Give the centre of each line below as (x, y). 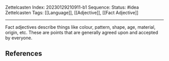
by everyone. (19, 38)
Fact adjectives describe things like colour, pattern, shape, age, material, (80, 27)
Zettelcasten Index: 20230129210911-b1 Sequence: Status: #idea (72, 7)
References (24, 54)
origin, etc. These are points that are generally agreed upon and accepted (82, 33)
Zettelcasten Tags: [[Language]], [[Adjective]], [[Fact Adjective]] (72, 13)
